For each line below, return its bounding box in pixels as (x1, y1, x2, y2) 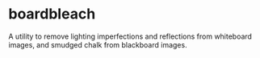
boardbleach (8, 5, 96, 23)
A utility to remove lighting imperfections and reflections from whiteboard (8, 31, 253, 41)
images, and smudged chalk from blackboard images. (8, 39, 187, 49)
